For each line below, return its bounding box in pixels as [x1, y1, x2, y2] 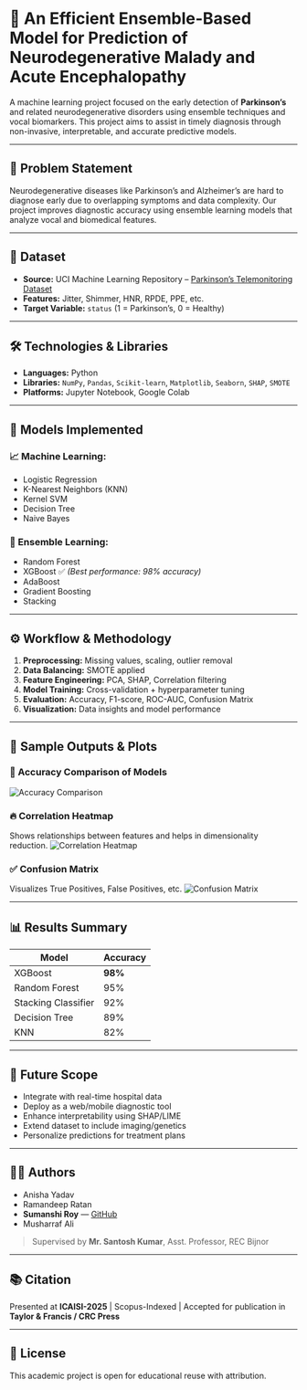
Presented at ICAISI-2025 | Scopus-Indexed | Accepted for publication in [9, 1300, 286, 1311]
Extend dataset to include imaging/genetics [22, 1121, 187, 1132]
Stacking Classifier [14, 996, 95, 1009]
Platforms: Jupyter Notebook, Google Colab [22, 387, 190, 398]
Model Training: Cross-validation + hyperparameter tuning [22, 684, 245, 695]
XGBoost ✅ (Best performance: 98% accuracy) [22, 566, 202, 577]
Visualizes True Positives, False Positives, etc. [9, 883, 183, 894]
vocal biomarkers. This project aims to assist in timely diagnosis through [9, 116, 281, 127]
